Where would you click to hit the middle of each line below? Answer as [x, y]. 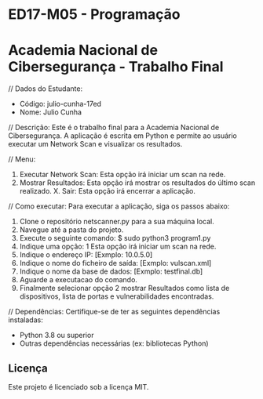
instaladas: [26, 320]
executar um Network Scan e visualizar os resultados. [95, 144]
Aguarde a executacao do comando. [78, 280]
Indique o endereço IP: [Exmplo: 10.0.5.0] [86, 255]
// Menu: [22, 159]
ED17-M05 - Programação [94, 15]
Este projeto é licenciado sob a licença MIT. [79, 386]
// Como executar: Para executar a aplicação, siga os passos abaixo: [119, 206]
